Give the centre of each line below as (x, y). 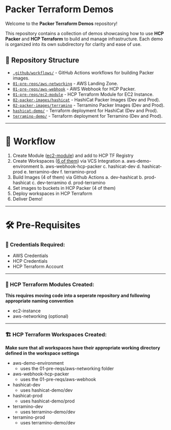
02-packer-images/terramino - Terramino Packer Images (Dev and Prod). (89, 105)
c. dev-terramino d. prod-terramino (69, 183)
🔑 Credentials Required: (35, 244)
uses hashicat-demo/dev (46, 390)
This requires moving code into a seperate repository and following (78, 296)
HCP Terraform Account (38, 267)
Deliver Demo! (27, 199)
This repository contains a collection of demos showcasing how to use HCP (85, 33)
